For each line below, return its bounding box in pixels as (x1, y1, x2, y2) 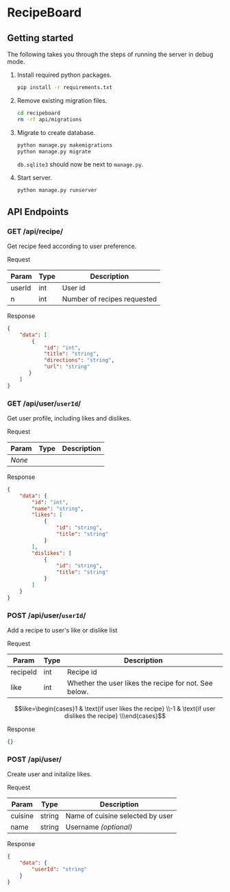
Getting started (7, 32, 74, 44)
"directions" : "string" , (43, 357, 115, 364)
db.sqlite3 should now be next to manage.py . (16, 160, 144, 169)
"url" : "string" (43, 363, 90, 371)
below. (67, 687, 89, 697)
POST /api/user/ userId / (7, 610, 86, 620)
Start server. (16, 173, 53, 182)
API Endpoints (7, 206, 69, 217)
